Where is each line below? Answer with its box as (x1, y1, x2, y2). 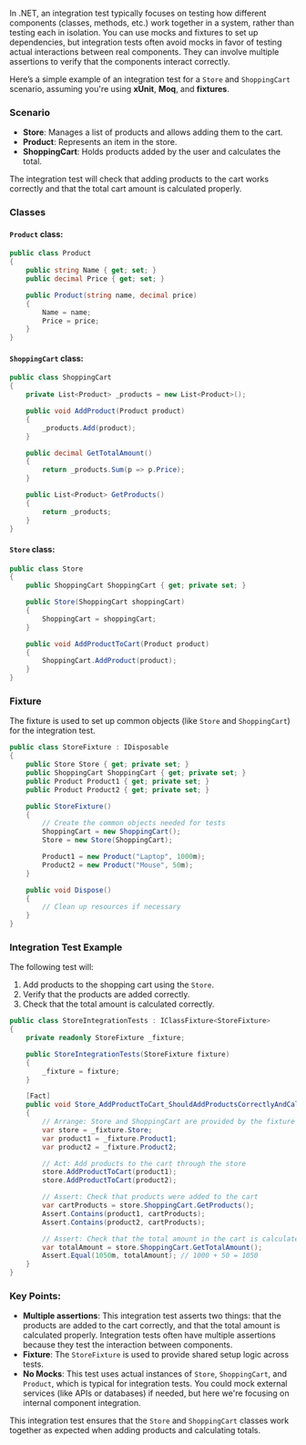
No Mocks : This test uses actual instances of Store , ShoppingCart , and (22, 1368, 287, 1379)
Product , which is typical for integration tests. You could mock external (22, 1378, 288, 1389)
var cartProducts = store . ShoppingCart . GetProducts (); (42, 1201, 255, 1211)
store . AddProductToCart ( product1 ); (42, 1167, 178, 1177)
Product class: (9, 228, 64, 240)
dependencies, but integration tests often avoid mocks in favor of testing (9, 36, 282, 47)
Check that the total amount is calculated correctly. (22, 998, 215, 1010)
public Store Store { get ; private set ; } (25, 760, 189, 769)
